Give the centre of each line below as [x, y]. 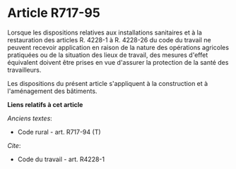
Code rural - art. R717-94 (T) [59, 132]
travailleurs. [24, 70]
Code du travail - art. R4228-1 [61, 159]
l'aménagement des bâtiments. [52, 91]
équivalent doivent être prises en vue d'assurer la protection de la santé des [118, 62]
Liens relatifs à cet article [45, 104]
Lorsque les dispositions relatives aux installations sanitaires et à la [105, 32]
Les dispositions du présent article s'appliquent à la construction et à [108, 83]
